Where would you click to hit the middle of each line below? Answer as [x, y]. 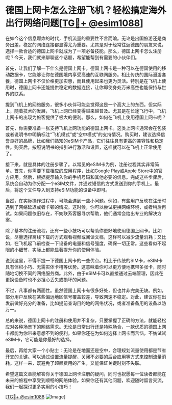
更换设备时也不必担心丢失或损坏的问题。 [48, 279]
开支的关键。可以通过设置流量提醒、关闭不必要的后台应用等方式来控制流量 [83, 357]
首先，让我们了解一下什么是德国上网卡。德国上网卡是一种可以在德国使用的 [83, 68]
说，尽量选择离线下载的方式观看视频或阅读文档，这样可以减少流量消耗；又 [83, 237]
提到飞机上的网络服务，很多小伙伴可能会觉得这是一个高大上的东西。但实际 [83, 104]
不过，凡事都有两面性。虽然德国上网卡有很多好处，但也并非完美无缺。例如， [86, 290]
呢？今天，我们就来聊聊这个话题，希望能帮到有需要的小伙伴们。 [72, 57]
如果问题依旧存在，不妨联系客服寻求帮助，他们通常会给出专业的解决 [85, 213]
